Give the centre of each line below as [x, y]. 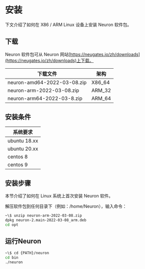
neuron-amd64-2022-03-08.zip [47, 82]
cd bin [12, 257]
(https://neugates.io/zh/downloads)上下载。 [49, 60]
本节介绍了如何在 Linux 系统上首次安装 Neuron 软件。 [59, 196]
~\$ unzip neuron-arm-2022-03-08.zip [44, 216]
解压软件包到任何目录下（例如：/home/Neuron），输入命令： [66, 206]
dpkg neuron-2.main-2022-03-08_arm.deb [46, 220]
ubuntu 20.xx [23, 149]
